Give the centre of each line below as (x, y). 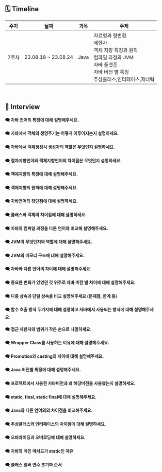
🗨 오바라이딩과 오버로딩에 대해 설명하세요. (45, 437)
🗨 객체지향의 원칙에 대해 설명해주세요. (41, 188)
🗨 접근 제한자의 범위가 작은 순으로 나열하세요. (48, 329)
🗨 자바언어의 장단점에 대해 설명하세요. (41, 201)
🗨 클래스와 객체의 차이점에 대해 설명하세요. (46, 214)
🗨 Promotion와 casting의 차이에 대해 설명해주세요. (55, 356)
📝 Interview (23, 107)
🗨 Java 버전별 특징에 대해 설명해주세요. (43, 370)
